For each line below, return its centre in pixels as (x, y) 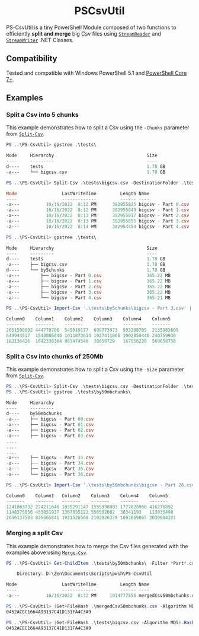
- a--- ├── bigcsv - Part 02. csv (50, 430)
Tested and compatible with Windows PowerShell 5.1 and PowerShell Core (97, 73)
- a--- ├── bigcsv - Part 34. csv (50, 463)
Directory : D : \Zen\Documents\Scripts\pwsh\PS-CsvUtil (84, 574)
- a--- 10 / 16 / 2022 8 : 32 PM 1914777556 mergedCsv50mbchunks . (99, 596)
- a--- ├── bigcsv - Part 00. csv (50, 419)
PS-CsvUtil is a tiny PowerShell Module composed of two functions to (91, 27)
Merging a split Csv (35, 533)
